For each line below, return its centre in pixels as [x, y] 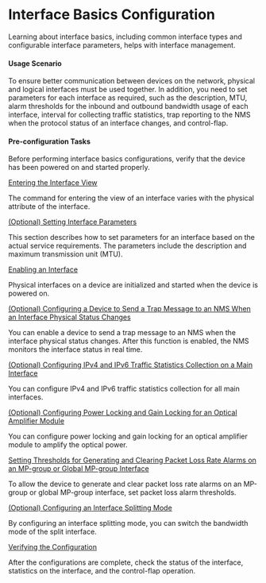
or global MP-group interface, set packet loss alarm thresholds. [133, 492]
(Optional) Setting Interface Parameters [73, 222]
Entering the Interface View [53, 183]
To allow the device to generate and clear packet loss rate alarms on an [125, 484]
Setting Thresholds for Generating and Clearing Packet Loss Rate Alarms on [132, 460]
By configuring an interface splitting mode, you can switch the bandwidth [128, 523]
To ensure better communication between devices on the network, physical [132, 81]
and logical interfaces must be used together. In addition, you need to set [128, 90]
